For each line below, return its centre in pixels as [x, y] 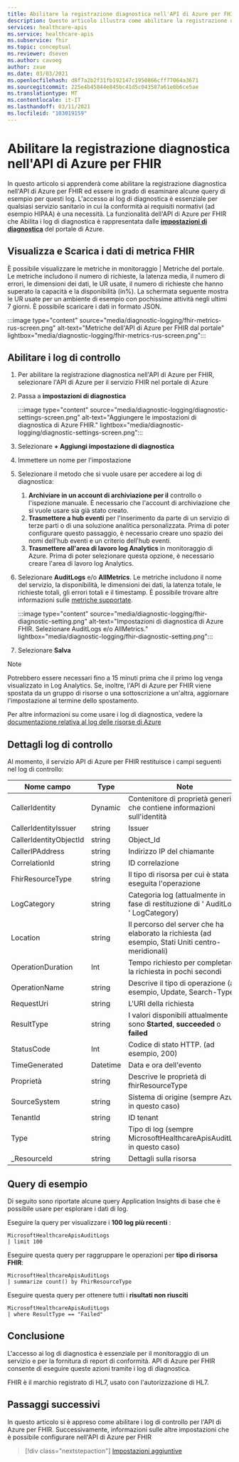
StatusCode [31, 1049]
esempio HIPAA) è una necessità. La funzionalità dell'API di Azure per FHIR [117, 214]
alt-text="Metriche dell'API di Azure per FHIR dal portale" [141, 328]
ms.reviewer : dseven [38, 54]
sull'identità [147, 816]
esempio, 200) [153, 1054]
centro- [208, 943]
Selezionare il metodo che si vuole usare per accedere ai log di [110, 474]
